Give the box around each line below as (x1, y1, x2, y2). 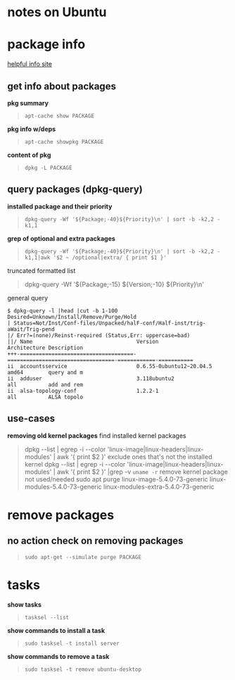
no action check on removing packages (7, 535, 184, 547)
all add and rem (7, 381, 83, 388)
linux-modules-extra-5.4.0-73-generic (103, 482, 215, 491)
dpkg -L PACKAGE (24, 164, 72, 171)
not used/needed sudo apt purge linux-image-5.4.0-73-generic (24, 474, 209, 483)
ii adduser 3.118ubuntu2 (7, 374, 174, 382)
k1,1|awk (24, 254, 51, 261)
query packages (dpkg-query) (7, 184, 143, 196)
